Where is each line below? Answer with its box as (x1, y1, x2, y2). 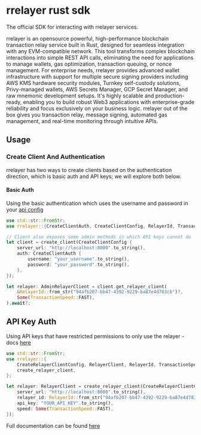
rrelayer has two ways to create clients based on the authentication (6, 166, 172, 173)
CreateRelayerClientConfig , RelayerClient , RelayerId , (17, 362, 157, 367)
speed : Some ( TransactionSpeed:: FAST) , (17, 406, 114, 412)
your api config (6, 206, 44, 213)
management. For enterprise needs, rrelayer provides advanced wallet (6, 66, 180, 73)
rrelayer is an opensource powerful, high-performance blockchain (6, 35, 169, 42)
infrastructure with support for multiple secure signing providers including (6, 73, 188, 80)
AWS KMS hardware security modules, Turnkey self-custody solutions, (6, 79, 181, 87)
